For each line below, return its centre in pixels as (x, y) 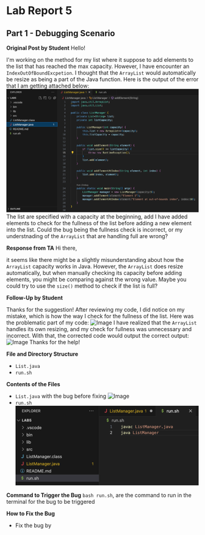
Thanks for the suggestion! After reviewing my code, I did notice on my (95, 309)
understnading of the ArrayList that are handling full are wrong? (87, 236)
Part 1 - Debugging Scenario (61, 33)
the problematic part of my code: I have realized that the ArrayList (102, 323)
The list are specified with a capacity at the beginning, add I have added (97, 216)
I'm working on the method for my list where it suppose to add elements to (100, 60)
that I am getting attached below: (48, 86)
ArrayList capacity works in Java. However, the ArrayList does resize (95, 266)
